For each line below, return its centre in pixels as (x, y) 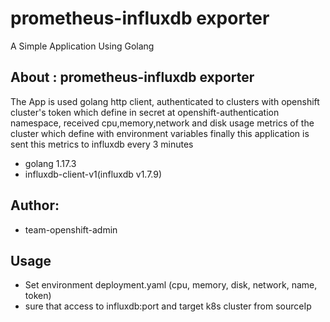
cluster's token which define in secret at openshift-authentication (145, 112)
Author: (35, 205)
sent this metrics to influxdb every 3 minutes (102, 144)
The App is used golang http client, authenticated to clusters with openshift (165, 101)
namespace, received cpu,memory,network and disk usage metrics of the (162, 123)
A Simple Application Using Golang (82, 46)
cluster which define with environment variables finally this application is (160, 133)
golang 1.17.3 (50, 163)
